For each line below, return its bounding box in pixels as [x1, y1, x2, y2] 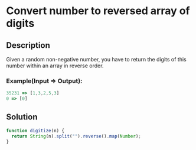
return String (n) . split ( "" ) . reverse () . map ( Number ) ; [11, 133, 142, 139]
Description [6, 40, 50, 50]
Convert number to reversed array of [6, 4, 190, 18]
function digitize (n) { [6, 128, 65, 133]
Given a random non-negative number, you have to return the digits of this [6, 56, 187, 63]
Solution [6, 112, 38, 122]
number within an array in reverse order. [6, 62, 104, 69]
